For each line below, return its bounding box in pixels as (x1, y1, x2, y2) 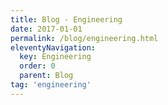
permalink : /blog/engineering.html (10, 33, 159, 43)
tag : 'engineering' (10, 80, 92, 90)
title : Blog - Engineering (10, 14, 123, 25)
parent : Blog (19, 71, 74, 81)
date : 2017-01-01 (10, 24, 83, 34)
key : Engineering (19, 52, 92, 62)
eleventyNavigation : (10, 42, 97, 53)
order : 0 (19, 61, 56, 71)
